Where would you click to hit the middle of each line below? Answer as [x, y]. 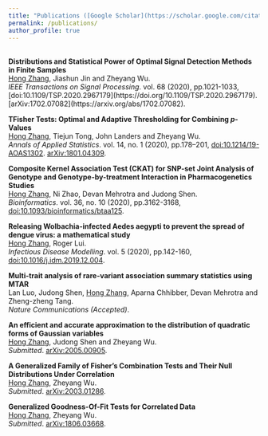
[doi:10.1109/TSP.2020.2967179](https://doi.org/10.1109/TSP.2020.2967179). [133, 96]
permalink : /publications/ [53, 23]
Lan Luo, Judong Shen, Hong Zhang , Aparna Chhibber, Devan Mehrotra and [133, 293]
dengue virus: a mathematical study [69, 235]
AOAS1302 [26, 153]
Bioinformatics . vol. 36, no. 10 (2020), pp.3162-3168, [95, 202]
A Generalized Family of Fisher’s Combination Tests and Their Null [120, 366]
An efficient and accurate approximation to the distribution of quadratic [129, 325]
